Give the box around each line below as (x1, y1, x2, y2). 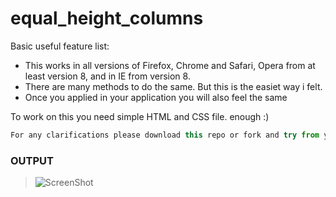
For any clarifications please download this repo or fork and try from (10, 130, 320, 140)
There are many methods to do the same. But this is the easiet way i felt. (24, 80, 323, 92)
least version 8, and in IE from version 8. (24, 70, 191, 82)
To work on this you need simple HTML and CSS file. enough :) (10, 110, 270, 122)
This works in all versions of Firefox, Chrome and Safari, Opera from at (24, 59, 316, 71)
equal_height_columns (10, 7, 204, 30)
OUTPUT (10, 153, 54, 167)
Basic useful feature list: (10, 40, 110, 52)
